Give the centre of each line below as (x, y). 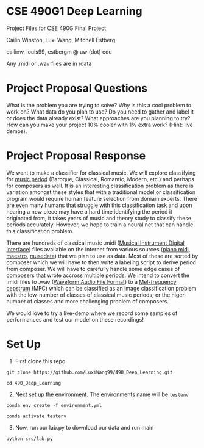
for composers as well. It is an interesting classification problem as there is (100, 186)
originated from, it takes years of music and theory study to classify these (99, 218)
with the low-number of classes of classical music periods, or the (88, 295)
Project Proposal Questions (77, 88)
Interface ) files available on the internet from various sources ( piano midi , (98, 249)
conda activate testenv (37, 416)
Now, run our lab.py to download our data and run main (84, 427)
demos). (17, 131)
